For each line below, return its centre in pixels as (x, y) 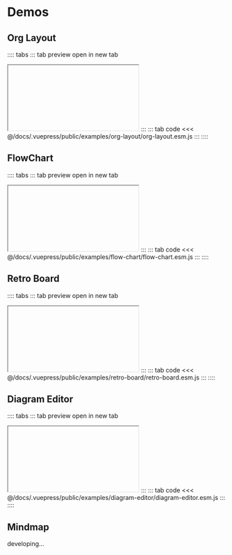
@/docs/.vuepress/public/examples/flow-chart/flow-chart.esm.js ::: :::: (108, 257)
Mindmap (28, 527)
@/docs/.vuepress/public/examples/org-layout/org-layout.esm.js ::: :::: (108, 136)
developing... (26, 544)
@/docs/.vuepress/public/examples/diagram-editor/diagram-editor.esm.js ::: (116, 498)
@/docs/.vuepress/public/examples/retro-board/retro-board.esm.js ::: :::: (111, 377)
